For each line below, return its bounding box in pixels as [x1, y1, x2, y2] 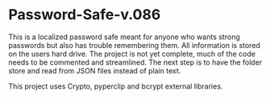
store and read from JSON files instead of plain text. [8, 65, 181, 75]
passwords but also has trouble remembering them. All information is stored [8, 40, 260, 49]
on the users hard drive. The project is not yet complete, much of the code [8, 49, 256, 58]
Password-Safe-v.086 [8, 6, 161, 24]
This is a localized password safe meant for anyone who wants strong [8, 32, 240, 42]
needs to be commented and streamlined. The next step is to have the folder [8, 57, 263, 67]
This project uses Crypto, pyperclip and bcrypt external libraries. [8, 81, 223, 91]
